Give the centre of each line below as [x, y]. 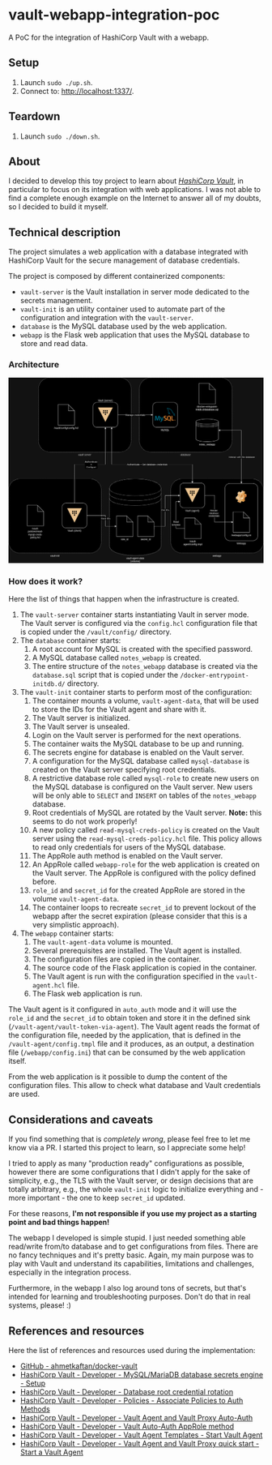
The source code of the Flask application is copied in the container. [144, 968]
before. [44, 882]
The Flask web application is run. [87, 994]
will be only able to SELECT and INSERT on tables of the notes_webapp [144, 795]
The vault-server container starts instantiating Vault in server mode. [134, 615]
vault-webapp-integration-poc [114, 15]
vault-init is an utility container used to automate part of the [122, 309]
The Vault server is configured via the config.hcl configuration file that [138, 623]
